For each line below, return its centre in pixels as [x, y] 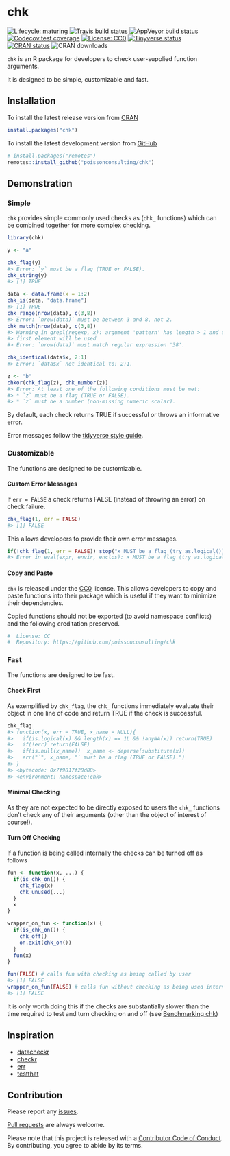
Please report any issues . [43, 1111]
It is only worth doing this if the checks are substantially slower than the [108, 1006]
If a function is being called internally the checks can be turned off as [105, 853]
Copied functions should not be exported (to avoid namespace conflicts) [110, 616]
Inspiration [31, 1036]
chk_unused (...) [43, 892]
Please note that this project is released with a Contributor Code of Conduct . [115, 1138]
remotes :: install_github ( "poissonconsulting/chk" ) [81, 162]
